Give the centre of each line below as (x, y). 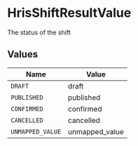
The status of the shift (39, 32)
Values (23, 54)
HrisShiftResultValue (69, 13)
